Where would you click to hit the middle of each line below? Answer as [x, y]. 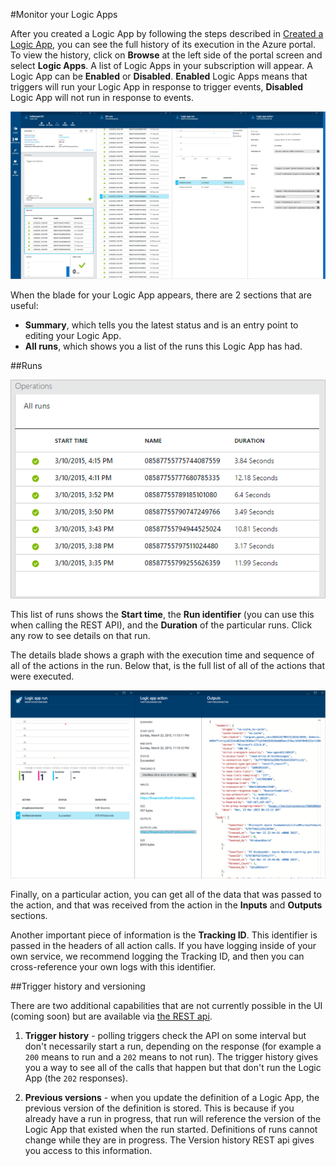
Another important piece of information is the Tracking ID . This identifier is [164, 935]
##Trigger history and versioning [78, 986]
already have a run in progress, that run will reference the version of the [173, 1118]
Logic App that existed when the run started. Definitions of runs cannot [171, 1129]
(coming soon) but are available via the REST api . [111, 1016]
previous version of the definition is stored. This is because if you [159, 1108]
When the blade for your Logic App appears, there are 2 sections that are [161, 295]
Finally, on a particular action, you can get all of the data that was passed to [166, 894]
